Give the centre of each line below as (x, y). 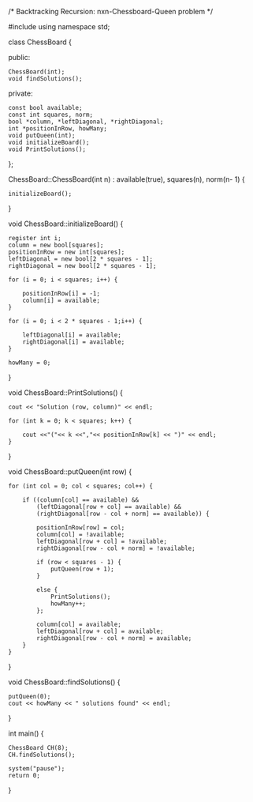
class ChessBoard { (40, 42)
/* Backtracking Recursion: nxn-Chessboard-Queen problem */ (111, 11)
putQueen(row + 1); (82, 569)
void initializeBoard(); (49, 142)
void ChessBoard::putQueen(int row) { (70, 472)
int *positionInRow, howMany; (58, 129)
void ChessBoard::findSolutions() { (64, 682)
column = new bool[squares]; (56, 245)
